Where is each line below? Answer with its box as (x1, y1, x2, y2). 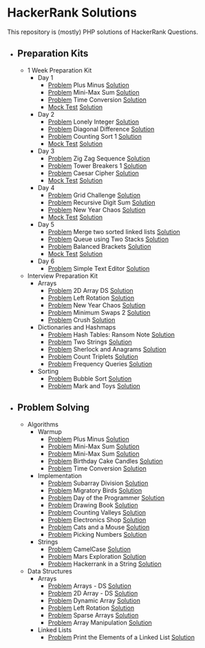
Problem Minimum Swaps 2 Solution (47, 308, 151, 316)
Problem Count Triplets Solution (47, 352, 139, 361)
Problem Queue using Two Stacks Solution (47, 235, 169, 243)
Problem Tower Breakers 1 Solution (47, 161, 147, 170)
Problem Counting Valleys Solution (47, 508, 147, 516)
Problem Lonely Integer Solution (47, 117, 140, 126)
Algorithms (27, 420, 58, 428)
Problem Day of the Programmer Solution (47, 493, 165, 502)
